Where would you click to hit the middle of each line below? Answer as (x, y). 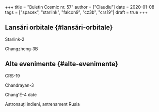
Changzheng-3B (22, 49)
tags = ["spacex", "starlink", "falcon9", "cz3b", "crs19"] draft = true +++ (76, 12)
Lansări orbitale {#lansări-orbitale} (59, 28)
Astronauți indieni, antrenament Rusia (42, 104)
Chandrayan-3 (19, 85)
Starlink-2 (15, 39)
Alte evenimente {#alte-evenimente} (62, 64)
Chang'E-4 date (21, 94)
